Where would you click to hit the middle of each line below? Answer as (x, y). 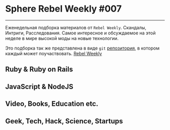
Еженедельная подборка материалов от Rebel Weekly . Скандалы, (76, 27)
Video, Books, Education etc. (52, 104)
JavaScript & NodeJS (39, 86)
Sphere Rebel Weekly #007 (63, 9)
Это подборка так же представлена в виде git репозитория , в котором (82, 48)
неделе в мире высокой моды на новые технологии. (62, 38)
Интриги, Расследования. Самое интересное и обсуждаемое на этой (80, 33)
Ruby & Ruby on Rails (39, 70)
